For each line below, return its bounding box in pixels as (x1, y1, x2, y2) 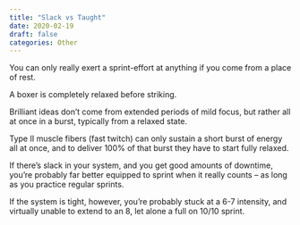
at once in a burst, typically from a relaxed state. (9, 116, 188, 127)
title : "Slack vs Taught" (9, 12, 106, 22)
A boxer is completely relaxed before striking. (9, 89, 177, 100)
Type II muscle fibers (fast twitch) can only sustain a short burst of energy (9, 133, 283, 144)
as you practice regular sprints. (9, 179, 124, 190)
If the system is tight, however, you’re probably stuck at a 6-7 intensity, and (9, 196, 287, 207)
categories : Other (9, 37, 78, 47)
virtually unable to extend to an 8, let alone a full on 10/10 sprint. (9, 206, 245, 217)
